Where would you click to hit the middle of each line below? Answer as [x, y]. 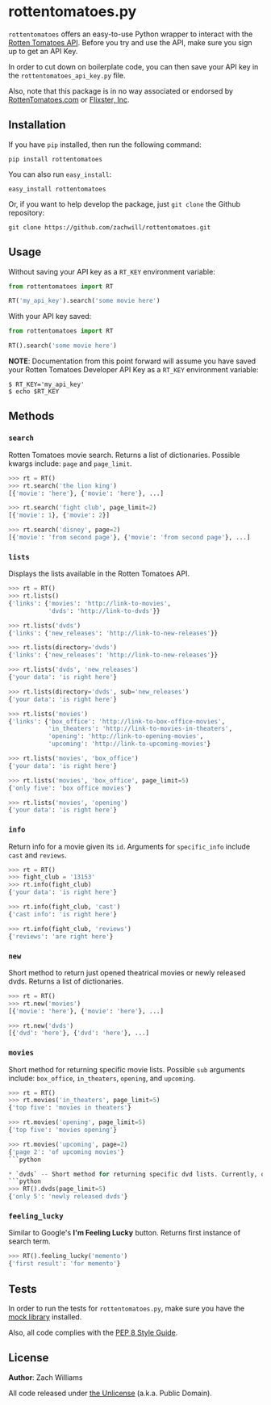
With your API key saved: [50, 317]
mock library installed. [45, 1317]
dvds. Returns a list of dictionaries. [66, 981]
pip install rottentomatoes [56, 159]
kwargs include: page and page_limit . [70, 463]
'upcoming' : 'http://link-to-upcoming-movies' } [129, 744]
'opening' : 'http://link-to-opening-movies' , [126, 736]
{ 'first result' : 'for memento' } [65, 1264]
